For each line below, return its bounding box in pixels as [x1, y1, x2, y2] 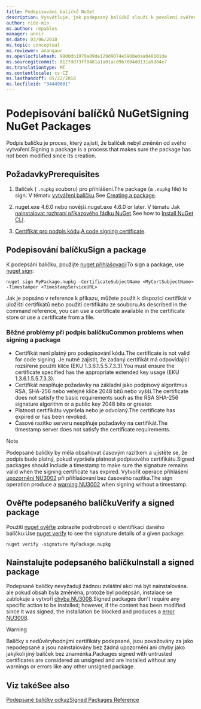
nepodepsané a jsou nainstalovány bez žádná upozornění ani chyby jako [6, 644, 185, 651]
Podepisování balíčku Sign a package [6, 245, 147, 255]
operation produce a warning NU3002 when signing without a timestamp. [6, 480, 188, 488]
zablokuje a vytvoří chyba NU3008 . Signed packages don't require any [6, 595, 180, 603]
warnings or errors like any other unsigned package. [6, 663, 136, 670]
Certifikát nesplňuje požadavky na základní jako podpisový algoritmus [14, 381, 188, 388]
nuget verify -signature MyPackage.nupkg [6, 541, 111, 547]
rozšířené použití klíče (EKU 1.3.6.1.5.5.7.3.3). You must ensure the [14, 362, 175, 369]
